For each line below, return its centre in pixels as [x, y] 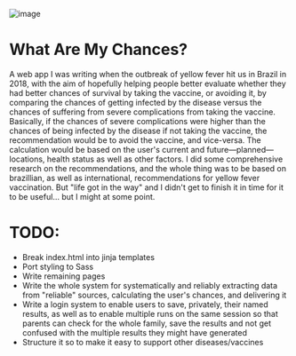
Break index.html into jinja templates [88, 257]
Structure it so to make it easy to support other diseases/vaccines [143, 342]
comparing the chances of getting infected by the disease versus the [136, 102]
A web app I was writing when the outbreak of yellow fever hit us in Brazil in [148, 74]
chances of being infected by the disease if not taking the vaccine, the [138, 131]
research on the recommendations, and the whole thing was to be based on [148, 168]
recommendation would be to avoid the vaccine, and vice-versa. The [135, 140]
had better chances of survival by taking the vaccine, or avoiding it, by [138, 92]
